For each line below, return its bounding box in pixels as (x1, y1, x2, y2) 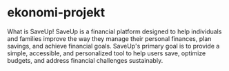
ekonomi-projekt (7, 5, 106, 20)
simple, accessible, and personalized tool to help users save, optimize (7, 49, 206, 57)
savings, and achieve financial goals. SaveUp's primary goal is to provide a (7, 42, 220, 50)
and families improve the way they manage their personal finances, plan (7, 34, 212, 42)
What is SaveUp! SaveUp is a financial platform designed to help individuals (7, 27, 222, 35)
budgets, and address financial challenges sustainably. (7, 56, 163, 64)
